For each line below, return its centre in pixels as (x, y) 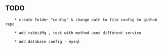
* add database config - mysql (47, 41)
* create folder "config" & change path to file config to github (86, 19)
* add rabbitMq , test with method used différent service (78, 33)
